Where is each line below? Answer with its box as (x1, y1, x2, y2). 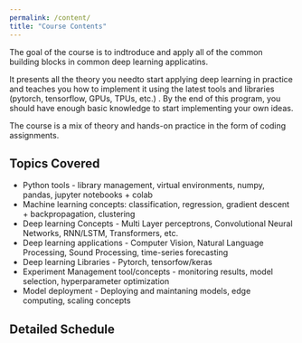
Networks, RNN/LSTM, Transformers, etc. (22, 228, 179, 239)
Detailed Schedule (9, 321, 115, 337)
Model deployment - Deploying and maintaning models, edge (22, 286, 251, 297)
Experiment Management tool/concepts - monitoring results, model (22, 266, 274, 277)
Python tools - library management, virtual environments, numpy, (22, 180, 265, 191)
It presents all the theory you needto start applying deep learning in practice (9, 73, 294, 84)
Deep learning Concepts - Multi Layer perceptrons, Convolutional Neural (22, 218, 293, 229)
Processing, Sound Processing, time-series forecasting (22, 247, 229, 258)
